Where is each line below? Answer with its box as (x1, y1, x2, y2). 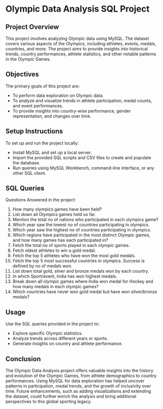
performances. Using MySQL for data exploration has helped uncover (5, 378, 145, 384)
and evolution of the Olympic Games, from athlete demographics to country (5, 373, 157, 379)
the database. (12, 160, 40, 165)
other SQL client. (12, 170, 47, 176)
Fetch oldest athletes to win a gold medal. (12, 247, 96, 253)
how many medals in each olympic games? (12, 284, 99, 290)
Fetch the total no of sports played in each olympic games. (12, 243, 130, 248)
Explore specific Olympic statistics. (12, 330, 83, 336)
